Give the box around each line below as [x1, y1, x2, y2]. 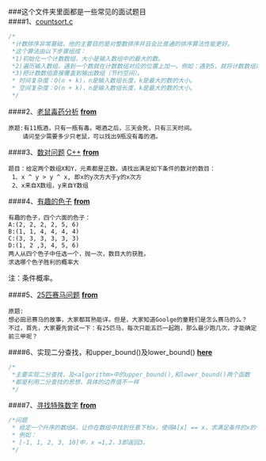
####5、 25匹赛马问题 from [8, 290, 98, 299]
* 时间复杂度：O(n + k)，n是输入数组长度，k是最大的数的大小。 [11, 77, 196, 85]
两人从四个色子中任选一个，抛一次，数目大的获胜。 [8, 250, 150, 257]
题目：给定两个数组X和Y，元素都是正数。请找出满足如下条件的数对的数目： [8, 165, 216, 173]
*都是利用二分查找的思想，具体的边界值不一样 [11, 378, 140, 386]
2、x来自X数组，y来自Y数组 [11, 181, 89, 189]
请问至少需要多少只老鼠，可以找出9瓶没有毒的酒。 [22, 132, 162, 140]
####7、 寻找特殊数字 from [8, 401, 97, 410]
